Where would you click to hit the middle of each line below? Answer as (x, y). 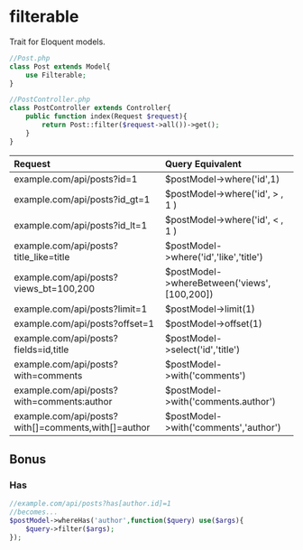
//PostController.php (50, 100)
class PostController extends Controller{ (90, 108)
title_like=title (42, 256)
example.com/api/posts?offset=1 (84, 323)
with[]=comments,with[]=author (82, 427)
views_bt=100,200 (55, 288)
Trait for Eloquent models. (57, 42)
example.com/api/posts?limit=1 (81, 309)
